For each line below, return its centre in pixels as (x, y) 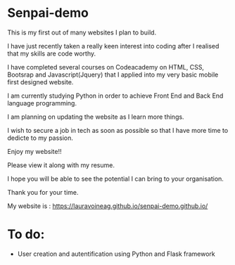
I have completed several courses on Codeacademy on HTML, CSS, (106, 67)
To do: (26, 234)
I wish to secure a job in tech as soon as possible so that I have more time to (118, 130)
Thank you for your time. (43, 192)
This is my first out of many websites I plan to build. (82, 32)
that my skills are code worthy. (52, 53)
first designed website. (40, 82)
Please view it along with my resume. (61, 165)
